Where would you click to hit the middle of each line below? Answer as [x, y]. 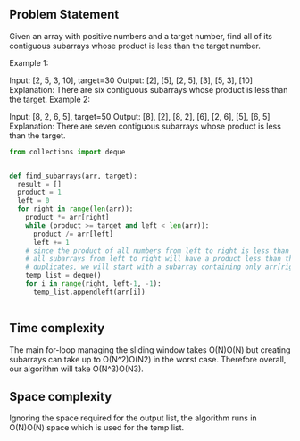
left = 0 [33, 201]
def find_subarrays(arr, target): [74, 176]
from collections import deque [67, 152]
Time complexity [57, 328]
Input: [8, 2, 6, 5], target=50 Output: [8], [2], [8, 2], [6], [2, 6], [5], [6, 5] [140, 116]
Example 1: [29, 62]
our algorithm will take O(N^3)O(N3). [77, 369]
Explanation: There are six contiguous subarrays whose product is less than [149, 89]
